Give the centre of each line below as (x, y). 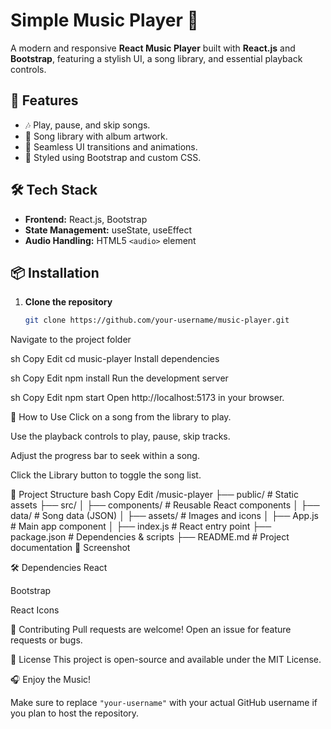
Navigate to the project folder (71, 340)
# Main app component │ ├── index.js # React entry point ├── (141, 526)
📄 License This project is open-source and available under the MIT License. (166, 660)
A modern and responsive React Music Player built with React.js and (153, 48)
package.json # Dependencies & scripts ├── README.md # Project (150, 537)
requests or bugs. (46, 640)
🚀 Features (44, 100)
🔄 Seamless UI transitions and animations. (111, 146)
